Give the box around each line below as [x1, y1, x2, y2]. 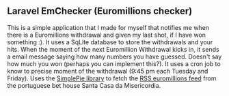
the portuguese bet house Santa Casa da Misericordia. [7, 81, 161, 89]
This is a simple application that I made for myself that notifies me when [7, 23, 210, 31]
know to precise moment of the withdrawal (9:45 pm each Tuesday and [7, 67, 208, 75]
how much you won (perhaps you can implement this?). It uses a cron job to [7, 59, 221, 67]
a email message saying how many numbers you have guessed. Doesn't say [7, 52, 222, 61]
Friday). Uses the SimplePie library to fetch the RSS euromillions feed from [7, 74, 217, 82]
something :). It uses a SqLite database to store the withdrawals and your [7, 37, 213, 46]
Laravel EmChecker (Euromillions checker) [7, 5, 193, 17]
